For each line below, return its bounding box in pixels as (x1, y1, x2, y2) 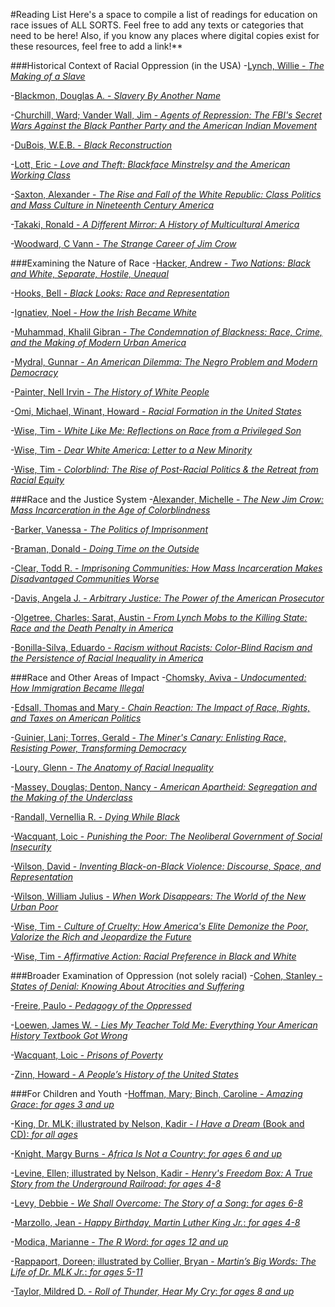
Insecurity (10, 841, 52, 853)
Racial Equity (10, 474, 65, 486)
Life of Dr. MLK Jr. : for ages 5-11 (10, 1266, 143, 1278)
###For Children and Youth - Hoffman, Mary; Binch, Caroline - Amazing (10, 1088, 303, 1099)
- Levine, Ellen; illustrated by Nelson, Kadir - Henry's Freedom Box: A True (10, 1167, 313, 1179)
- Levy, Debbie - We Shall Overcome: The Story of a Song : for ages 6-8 (10, 1197, 303, 1209)
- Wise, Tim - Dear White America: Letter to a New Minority (10, 444, 253, 456)
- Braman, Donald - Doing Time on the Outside (10, 543, 200, 554)
